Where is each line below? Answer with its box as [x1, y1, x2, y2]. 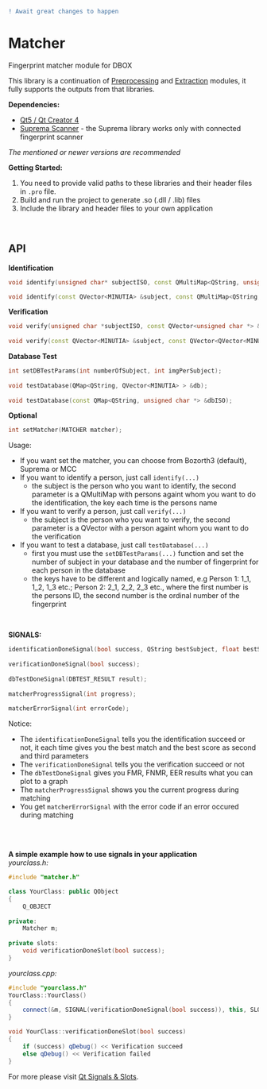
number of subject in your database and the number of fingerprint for [31, 557, 259, 567]
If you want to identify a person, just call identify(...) [19, 473, 200, 482]
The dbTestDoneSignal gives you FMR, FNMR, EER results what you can [19, 768, 253, 778]
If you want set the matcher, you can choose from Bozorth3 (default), [19, 456, 247, 465]
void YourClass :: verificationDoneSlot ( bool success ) [8, 1028, 187, 1036]
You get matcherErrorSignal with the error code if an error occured [19, 802, 240, 812]
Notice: [8, 719, 33, 728]
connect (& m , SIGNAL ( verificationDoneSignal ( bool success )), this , [22, 1006, 247, 1014]
